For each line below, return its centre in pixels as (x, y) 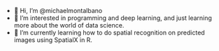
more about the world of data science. (69, 25)
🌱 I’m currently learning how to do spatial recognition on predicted (109, 32)
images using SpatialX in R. (53, 40)
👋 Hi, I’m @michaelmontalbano (58, 11)
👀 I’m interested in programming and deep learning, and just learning (113, 18)
